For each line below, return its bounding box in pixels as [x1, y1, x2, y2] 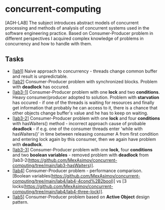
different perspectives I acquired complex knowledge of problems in [5, 35, 144, 41]
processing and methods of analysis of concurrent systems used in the [5, 25, 150, 31]
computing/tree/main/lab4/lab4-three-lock [12, 188, 99, 194]
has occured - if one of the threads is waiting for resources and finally [12, 100, 155, 105]
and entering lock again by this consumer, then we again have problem [12, 136, 156, 142]
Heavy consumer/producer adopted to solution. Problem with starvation [12, 94, 160, 100]
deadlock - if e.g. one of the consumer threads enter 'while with [12, 126, 143, 132]
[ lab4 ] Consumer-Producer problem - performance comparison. [12, 168, 143, 174]
